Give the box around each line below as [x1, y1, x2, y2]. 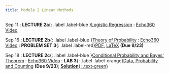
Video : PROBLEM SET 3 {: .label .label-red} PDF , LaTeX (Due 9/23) [5, 42, 144, 48]
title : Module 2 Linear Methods [5, 7, 74, 13]
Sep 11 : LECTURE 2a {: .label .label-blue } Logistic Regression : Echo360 [5, 21, 155, 28]
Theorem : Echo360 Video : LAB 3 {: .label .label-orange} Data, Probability [5, 57, 158, 64]
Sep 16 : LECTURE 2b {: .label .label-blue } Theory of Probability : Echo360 [5, 37, 159, 43]
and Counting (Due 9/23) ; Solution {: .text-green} [5, 63, 108, 69]
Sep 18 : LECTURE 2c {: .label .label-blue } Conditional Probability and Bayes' [5, 52, 164, 58]
